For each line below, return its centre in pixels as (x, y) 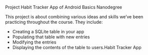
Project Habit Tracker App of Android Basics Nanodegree (64, 7)
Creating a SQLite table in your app (48, 31)
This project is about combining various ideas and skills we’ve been (74, 17)
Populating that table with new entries (51, 37)
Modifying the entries (34, 42)
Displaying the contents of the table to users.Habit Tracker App (77, 47)
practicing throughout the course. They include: (54, 22)
